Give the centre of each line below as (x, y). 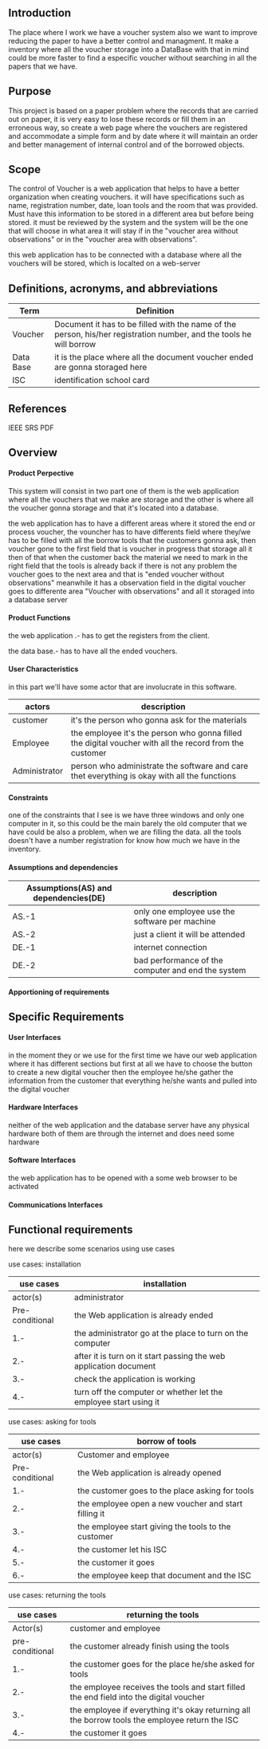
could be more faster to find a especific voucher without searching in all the (133, 57)
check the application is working (135, 1379)
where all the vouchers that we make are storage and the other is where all (131, 499)
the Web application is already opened (149, 1473)
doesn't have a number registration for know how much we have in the (124, 841)
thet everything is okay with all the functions (154, 776)
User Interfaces (35, 1038)
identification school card (102, 380)
